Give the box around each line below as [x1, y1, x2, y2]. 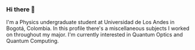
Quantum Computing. [6, 38, 59, 45]
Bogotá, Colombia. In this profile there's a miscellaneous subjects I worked [6, 25, 190, 32]
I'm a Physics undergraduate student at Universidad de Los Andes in [6, 19, 175, 26]
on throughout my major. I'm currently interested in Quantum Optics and [6, 31, 183, 38]
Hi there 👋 [6, 5, 36, 14]
